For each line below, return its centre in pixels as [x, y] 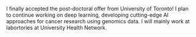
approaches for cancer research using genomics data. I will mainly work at [98, 21]
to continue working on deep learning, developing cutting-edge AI [88, 15]
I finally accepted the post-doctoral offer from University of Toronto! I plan [97, 9]
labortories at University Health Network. [57, 27]
